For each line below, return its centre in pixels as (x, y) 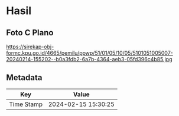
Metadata (24, 78)
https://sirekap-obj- (30, 47)
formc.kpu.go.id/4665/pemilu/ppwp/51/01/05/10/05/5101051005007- (89, 53)
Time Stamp (26, 104)
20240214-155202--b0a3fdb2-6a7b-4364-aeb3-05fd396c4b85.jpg (89, 59)
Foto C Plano (30, 33)
